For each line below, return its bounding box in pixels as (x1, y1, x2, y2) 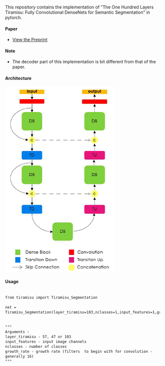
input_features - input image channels (5, 339, 87, 344)
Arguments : (5, 329, 29, 334)
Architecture (5, 76, 32, 81)
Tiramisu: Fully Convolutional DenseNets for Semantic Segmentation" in (5, 9, 150, 15)
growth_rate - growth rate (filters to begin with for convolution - (5, 349, 153, 354)
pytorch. (5, 15, 22, 20)
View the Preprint (12, 37, 48, 43)
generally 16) (5, 354, 34, 359)
